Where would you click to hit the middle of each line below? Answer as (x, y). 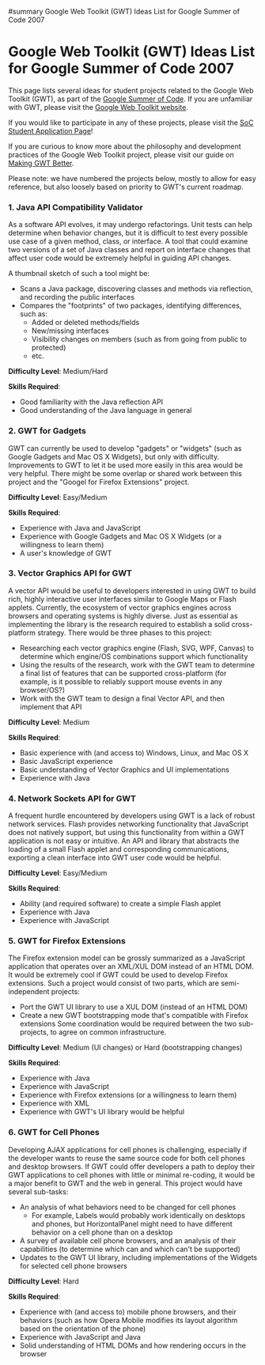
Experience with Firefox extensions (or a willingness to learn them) (128, 1095)
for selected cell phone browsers (74, 1265)
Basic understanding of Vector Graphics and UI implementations (124, 769)
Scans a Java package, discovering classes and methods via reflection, (136, 289)
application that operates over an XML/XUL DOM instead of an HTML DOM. (131, 966)
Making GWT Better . (41, 163)
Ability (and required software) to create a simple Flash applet (120, 904)
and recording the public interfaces (77, 297)
